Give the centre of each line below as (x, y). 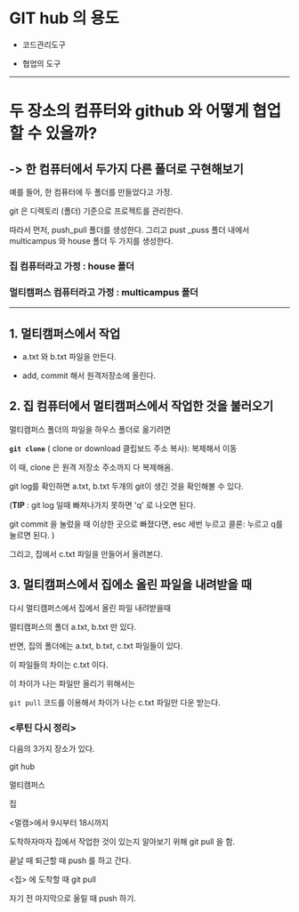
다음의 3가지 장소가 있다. (52, 748)
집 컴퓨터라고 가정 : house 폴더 (72, 266)
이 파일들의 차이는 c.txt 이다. (59, 665)
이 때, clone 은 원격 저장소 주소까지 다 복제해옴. (91, 467)
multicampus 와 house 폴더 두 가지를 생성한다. (91, 240)
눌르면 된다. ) (32, 535)
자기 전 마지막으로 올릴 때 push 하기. (73, 898)
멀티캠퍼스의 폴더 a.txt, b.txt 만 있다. (73, 626)
